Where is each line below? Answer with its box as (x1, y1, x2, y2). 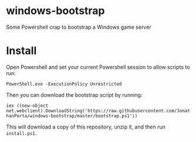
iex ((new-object (6, 103, 49, 109)
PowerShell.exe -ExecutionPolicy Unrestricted (6, 81, 122, 87)
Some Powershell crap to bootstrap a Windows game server (6, 23, 151, 31)
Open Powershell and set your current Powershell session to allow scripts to (6, 63, 190, 70)
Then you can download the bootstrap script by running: (6, 91, 143, 98)
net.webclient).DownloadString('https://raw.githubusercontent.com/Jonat (6, 107, 191, 114)
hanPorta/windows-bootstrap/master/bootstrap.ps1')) (6, 113, 138, 119)
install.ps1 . (6, 129, 37, 136)
